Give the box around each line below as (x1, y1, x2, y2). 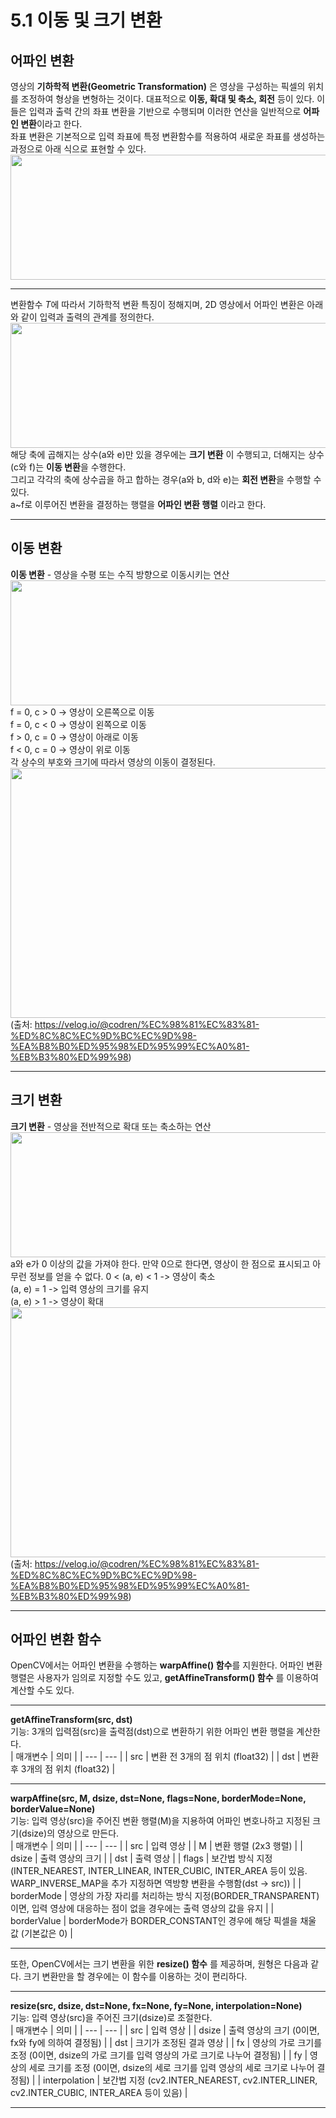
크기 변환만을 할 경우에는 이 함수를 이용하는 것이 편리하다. (23, 1971, 248, 1983)
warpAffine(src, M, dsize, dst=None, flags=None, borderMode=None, (10, 1792, 307, 1805)
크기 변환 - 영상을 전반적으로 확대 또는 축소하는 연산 (10, 1120, 212, 1132)
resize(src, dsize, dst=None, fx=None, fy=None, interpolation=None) (10, 2000, 303, 2012)
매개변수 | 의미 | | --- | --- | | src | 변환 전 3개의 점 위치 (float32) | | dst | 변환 (15, 1751, 320, 1763)
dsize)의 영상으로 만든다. (21, 1827, 120, 1840)
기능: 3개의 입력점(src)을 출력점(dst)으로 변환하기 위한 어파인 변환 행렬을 (10, 1726, 295, 1738)
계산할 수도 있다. (10, 1684, 75, 1696)
